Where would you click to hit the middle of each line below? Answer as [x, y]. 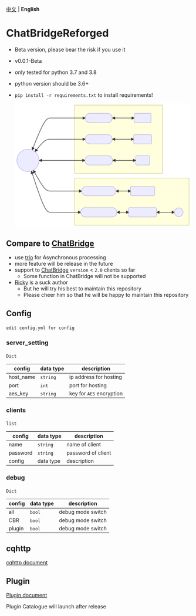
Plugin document [27, 595]
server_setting [27, 343]
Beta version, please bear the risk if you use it [70, 49]
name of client [84, 445]
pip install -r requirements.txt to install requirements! [84, 95]
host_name [22, 377]
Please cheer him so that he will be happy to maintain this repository [106, 295]
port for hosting [88, 385]
